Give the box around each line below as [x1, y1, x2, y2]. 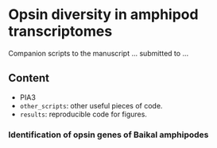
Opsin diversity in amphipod [8, 6, 199, 24]
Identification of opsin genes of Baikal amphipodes [8, 129, 209, 140]
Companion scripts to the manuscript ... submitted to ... [8, 48, 189, 58]
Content [8, 71, 50, 85]
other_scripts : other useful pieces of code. [19, 101, 163, 110]
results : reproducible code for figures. [19, 109, 147, 119]
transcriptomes [8, 22, 113, 40]
